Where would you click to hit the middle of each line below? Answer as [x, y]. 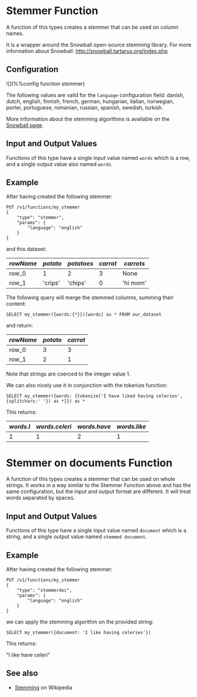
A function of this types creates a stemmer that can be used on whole [91, 479]
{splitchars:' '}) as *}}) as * [46, 401]
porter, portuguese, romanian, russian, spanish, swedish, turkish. [85, 108]
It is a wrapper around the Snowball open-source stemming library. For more [99, 45]
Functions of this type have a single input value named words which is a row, [98, 158]
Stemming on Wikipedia [43, 687]
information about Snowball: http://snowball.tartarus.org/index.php [87, 51]
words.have [94, 427]
